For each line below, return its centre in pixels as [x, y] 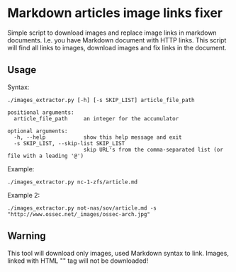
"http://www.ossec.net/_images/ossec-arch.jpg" [79, 214]
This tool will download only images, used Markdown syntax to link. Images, [118, 253]
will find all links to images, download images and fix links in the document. [117, 47]
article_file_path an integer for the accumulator [96, 118]
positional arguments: [41, 112]
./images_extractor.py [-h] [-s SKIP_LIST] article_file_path [101, 100]
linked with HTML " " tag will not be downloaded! [78, 261]
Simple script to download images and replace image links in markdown [112, 33]
